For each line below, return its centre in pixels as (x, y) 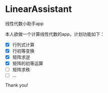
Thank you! (17, 85)
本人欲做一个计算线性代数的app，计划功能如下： (55, 34)
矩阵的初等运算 (28, 64)
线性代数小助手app (24, 23)
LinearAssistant (39, 9)
